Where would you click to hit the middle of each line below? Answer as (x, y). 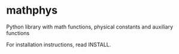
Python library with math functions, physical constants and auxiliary (90, 27)
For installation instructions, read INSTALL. (59, 45)
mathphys (32, 10)
